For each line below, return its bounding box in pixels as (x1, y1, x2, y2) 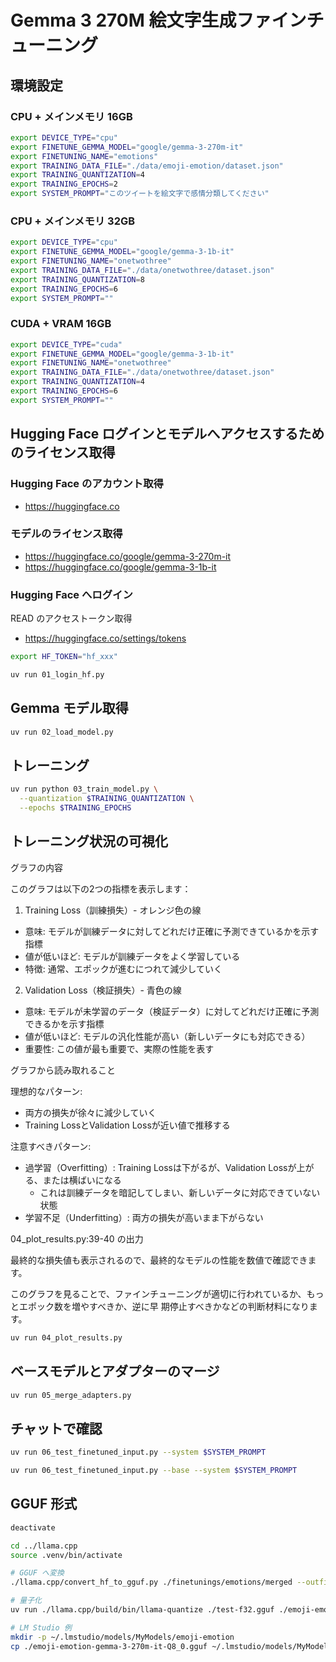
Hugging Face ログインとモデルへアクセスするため (10, 426, 325, 443)
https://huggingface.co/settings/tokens (24, 632, 187, 645)
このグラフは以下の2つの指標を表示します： (10, 882, 192, 895)
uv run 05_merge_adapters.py (10, 1390, 132, 1400)
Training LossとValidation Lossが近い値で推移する (24, 1119, 231, 1131)
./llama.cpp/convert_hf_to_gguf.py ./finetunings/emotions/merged (10, 1577, 293, 1588)
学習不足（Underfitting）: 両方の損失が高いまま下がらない (24, 1211, 264, 1223)
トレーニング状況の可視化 (10, 833, 168, 850)
